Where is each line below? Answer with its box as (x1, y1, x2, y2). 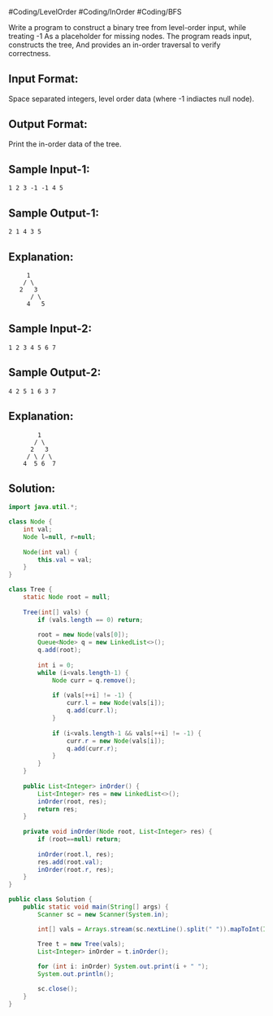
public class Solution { (8, 896, 93, 904)
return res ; (37, 805, 79, 813)
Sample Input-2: (8, 322, 92, 336)
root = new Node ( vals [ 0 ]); (37, 631, 129, 639)
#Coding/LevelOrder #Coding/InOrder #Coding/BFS (8, 7, 182, 16)
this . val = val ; (37, 555, 93, 564)
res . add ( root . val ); (37, 858, 104, 866)
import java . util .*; (8, 503, 79, 511)
